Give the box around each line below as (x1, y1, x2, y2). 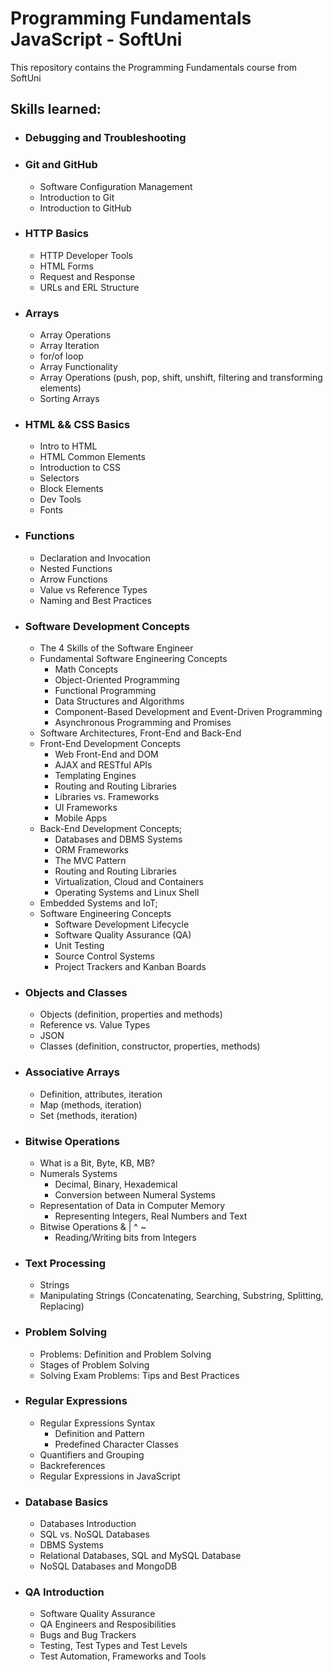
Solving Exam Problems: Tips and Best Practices (39, 1369, 240, 1381)
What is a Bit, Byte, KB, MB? (39, 1157, 155, 1169)
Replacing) (39, 1300, 85, 1312)
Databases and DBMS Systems (54, 833, 183, 846)
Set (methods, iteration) (39, 1109, 138, 1121)
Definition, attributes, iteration (39, 1088, 163, 1100)
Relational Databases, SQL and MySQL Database (39, 1550, 242, 1562)
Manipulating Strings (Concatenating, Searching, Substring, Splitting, (39, 1290, 324, 1302)
